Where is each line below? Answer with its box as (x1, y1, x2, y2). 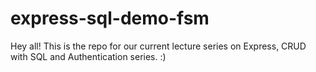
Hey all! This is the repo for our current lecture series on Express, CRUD (10, 40, 307, 52)
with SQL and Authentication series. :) (10, 50, 167, 62)
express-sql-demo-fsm (10, 7, 210, 30)
